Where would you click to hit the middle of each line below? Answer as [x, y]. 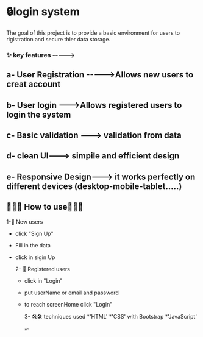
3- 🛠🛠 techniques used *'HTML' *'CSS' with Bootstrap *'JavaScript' [110, 316]
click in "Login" [43, 280]
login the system [39, 114]
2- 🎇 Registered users [42, 269]
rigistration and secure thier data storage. [59, 39]
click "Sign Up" [34, 233]
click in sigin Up [35, 257]
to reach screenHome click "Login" [68, 304]
